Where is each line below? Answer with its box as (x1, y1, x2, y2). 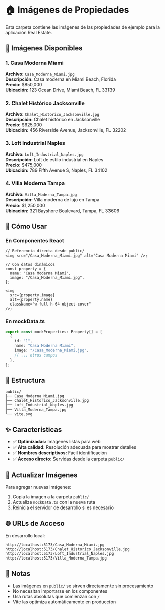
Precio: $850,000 (5, 81, 42, 87)
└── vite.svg (5, 412, 33, 417)
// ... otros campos (14, 352, 58, 358)
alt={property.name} (10, 297, 53, 302)
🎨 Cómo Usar (5, 222, 47, 230)
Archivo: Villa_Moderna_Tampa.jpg (5, 191, 77, 197)
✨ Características (5, 425, 62, 434)
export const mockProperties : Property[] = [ (5, 329, 102, 334)
